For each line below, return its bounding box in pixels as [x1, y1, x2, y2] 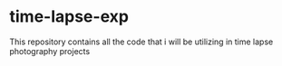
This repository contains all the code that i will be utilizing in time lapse [9, 36, 274, 47]
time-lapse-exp [9, 6, 130, 27]
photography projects [9, 45, 91, 56]
